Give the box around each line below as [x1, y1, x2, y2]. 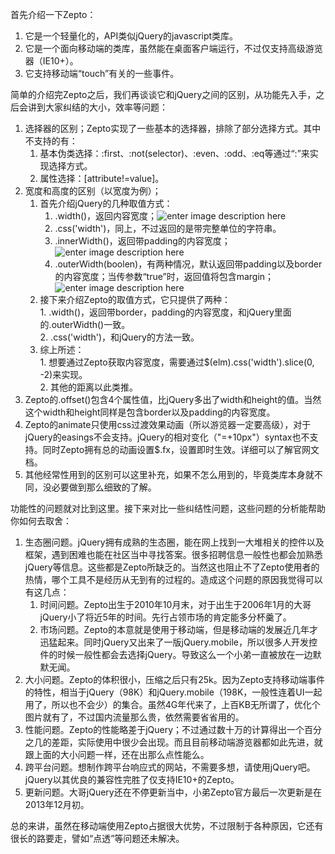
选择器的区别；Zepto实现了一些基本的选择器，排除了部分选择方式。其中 [24, 123, 322, 134]
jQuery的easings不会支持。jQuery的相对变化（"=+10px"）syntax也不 [24, 431, 310, 443]
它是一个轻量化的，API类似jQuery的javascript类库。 [24, 30, 239, 42]
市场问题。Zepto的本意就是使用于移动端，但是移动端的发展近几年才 [39, 624, 318, 635]
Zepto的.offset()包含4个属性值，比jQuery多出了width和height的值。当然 [24, 394, 322, 405]
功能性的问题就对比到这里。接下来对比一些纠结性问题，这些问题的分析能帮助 [10, 503, 326, 514]
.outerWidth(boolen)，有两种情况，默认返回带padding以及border [54, 258, 323, 270]
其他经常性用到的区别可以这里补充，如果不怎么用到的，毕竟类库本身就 [24, 469, 315, 480]
